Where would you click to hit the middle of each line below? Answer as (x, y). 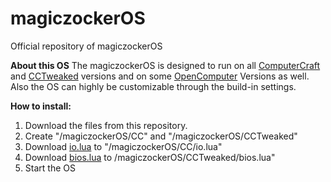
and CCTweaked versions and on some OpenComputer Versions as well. (160, 76)
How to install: (41, 106)
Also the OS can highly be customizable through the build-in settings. (153, 86)
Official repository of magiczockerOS (86, 46)
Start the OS (50, 168)
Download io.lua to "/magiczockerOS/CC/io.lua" (123, 146)
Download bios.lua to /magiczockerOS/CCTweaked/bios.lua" (150, 157)
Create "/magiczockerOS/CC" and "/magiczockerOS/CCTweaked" (161, 136)
